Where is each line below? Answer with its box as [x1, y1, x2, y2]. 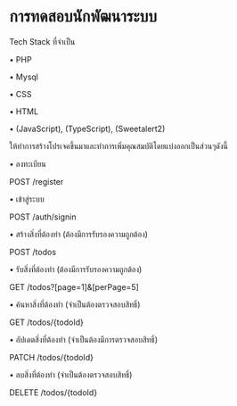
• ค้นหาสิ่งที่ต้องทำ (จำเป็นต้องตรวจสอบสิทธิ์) [9, 299, 141, 310]
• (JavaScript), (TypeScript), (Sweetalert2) [9, 123, 166, 134]
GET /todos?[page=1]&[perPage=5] [9, 281, 140, 292]
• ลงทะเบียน [9, 158, 46, 169]
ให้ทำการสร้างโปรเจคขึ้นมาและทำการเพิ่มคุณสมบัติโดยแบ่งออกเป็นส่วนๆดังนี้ [9, 140, 229, 151]
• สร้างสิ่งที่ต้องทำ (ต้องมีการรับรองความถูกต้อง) [9, 228, 149, 239]
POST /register [9, 176, 64, 186]
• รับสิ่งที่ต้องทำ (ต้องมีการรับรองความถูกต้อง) [9, 263, 143, 274]
